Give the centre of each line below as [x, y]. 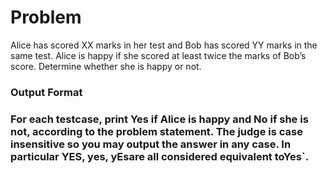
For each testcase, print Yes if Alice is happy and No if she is [159, 119]
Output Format [46, 92]
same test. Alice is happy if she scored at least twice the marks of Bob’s [158, 55]
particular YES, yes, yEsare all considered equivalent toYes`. [160, 156]
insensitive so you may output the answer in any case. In [151, 144]
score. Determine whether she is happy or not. [106, 66]
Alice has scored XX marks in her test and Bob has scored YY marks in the [164, 45]
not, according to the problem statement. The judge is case [156, 131]
